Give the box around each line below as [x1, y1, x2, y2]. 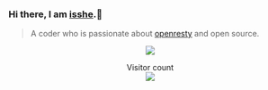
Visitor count [126, 62, 174, 73]
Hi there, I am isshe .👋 [8, 8, 103, 20]
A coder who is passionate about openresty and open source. [30, 29, 260, 39]
